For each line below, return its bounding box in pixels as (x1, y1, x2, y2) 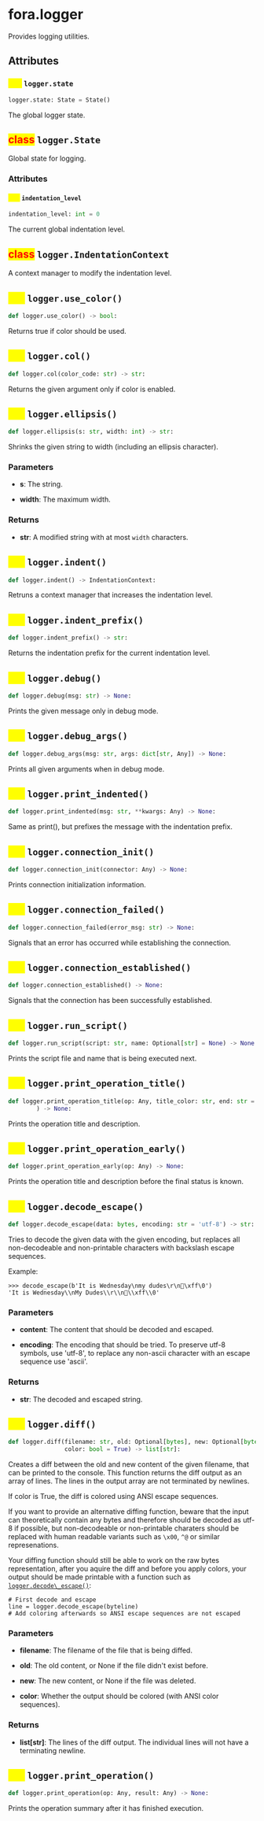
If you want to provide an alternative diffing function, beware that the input (8, 1507, 249, 1516)
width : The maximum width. (19, 494, 112, 505)
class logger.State (8, 132, 101, 146)
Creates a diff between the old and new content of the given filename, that (8, 1460, 250, 1469)
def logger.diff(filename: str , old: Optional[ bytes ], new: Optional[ (8, 1438, 244, 1446)
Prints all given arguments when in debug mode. (8, 764, 165, 773)
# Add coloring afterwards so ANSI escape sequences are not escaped (8, 1610, 241, 1618)
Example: (8, 1266, 38, 1276)
